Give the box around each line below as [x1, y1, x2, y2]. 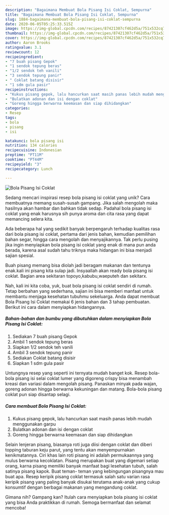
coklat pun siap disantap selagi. [5, 392, 71, 398]
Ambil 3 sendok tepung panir [12, 350, 73, 356]
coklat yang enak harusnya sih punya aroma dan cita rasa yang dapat [5, 210, 149, 217]
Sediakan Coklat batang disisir [12, 355, 76, 361]
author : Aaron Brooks [5, 40, 51, 45]
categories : [5, 106, 30, 111]
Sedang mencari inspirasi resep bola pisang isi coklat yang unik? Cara [5, 195, 150, 201]
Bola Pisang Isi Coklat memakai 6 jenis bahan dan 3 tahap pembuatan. [5, 298, 151, 305]
